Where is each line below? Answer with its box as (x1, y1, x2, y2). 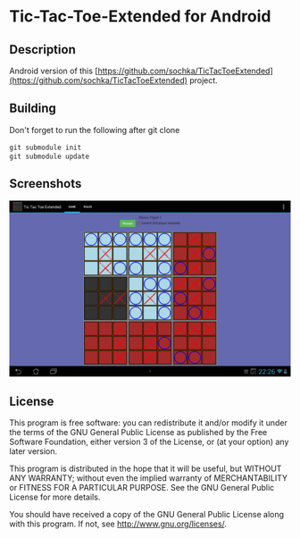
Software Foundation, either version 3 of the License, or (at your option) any (9, 436, 289, 448)
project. (188, 75, 219, 86)
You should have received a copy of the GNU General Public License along (9, 509, 284, 520)
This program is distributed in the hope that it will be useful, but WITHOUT (9, 463, 282, 475)
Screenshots (9, 176, 82, 191)
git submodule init (9, 143, 82, 152)
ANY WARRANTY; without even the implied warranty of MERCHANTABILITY (9, 473, 288, 483)
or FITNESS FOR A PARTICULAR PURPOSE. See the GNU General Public (9, 483, 275, 493)
